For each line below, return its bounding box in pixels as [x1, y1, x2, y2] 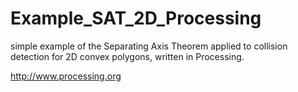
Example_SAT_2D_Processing [10, 7, 262, 30]
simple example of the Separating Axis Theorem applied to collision [10, 40, 288, 52]
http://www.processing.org [10, 70, 122, 82]
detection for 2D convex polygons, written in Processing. [10, 50, 245, 62]
